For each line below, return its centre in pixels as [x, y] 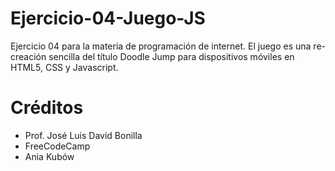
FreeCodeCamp [57, 146]
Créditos [47, 108]
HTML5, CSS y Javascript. [64, 67]
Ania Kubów [49, 156]
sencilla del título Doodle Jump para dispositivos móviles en [171, 56]
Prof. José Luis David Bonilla [83, 135]
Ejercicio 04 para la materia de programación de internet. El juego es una [161, 46]
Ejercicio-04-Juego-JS [108, 18]
